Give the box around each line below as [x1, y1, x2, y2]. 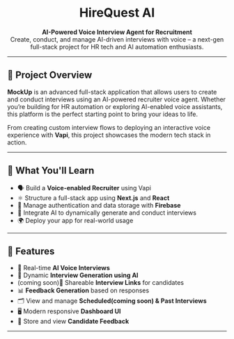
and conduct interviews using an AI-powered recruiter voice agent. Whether [7, 95, 226, 104]
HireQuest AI [79, 5, 155, 21]
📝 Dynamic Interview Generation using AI [17, 271, 139, 279]
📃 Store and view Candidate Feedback [17, 317, 130, 326]
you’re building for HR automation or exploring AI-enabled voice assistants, [7, 102, 223, 110]
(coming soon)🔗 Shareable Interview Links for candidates [17, 279, 185, 287]
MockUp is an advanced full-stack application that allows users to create [7, 88, 217, 96]
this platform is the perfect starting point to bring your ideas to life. [7, 110, 198, 118]
